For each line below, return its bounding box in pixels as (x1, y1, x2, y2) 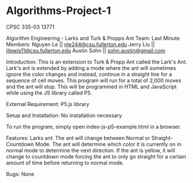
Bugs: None (6, 170, 35, 177)
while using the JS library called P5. (6, 89, 92, 96)
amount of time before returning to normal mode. (6, 159, 125, 166)
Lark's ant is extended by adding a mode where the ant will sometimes (6, 64, 177, 71)
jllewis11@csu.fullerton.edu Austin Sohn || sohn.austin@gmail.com (6, 47, 166, 54)
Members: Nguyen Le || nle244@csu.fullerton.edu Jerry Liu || (6, 41, 155, 48)
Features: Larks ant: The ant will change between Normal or (6, 134, 150, 141)
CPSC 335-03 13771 (6, 23, 54, 30)
